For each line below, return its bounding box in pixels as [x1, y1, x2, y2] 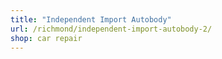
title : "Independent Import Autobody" [10, 14, 172, 25]
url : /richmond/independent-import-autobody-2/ [10, 24, 213, 34]
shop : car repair [10, 33, 83, 43]
